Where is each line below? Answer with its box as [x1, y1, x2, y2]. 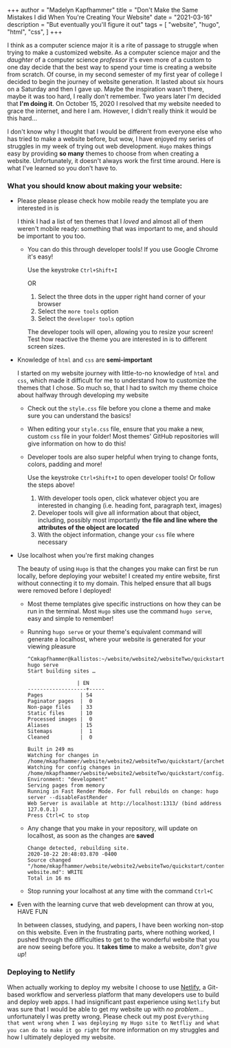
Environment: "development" [27, 776, 108, 783]
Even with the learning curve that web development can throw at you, [16, 900, 214, 908]
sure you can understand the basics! [27, 412, 131, 420]
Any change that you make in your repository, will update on [27, 825, 198, 833]
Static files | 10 [27, 710, 93, 717]
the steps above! [27, 481, 75, 489]
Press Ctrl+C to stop [27, 812, 89, 819]
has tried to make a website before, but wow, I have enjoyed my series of [7, 135, 214, 143]
